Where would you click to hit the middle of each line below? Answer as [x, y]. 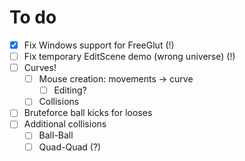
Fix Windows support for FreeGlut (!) [99, 45]
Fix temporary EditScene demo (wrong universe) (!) [129, 56]
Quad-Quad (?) [70, 147]
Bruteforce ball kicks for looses [88, 113]
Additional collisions [65, 124]
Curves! [40, 68]
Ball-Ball [56, 135]
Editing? [70, 90]
